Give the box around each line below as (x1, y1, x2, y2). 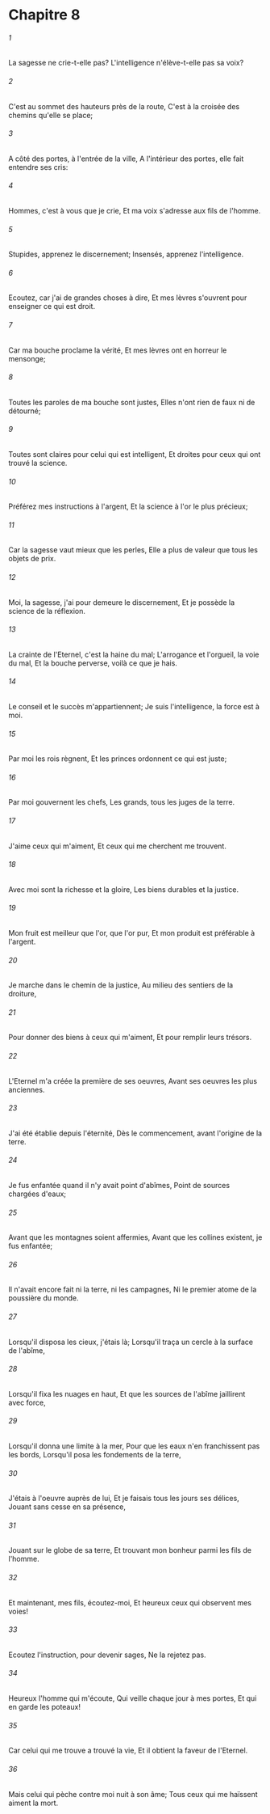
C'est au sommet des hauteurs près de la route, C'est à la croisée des (8, 101, 240, 111)
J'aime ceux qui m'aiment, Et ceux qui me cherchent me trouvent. (8, 841, 227, 851)
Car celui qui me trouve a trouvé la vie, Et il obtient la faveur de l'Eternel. (8, 1745, 248, 1756)
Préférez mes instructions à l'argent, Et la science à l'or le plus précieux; (8, 501, 248, 511)
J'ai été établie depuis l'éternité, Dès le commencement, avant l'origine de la (8, 1128, 263, 1138)
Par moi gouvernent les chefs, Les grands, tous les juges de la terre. (8, 797, 235, 807)
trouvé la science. (8, 459, 68, 468)
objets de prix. (8, 554, 56, 564)
